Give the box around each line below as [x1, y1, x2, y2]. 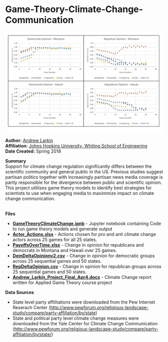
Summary [5, 158, 26, 164]
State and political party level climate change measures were [12, 315, 139, 321]
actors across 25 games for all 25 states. [12, 236, 97, 243]
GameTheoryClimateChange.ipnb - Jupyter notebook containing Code [12, 221, 161, 227]
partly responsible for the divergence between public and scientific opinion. [5, 179, 162, 185]
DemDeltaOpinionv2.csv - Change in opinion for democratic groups [12, 253, 155, 259]
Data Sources [5, 289, 34, 296]
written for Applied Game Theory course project [12, 279, 112, 286]
